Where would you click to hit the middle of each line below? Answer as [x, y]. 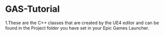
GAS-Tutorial [32, 9]
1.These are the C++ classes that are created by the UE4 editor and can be [82, 23]
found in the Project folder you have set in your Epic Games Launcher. [77, 28]
